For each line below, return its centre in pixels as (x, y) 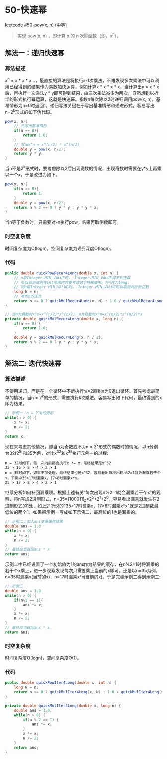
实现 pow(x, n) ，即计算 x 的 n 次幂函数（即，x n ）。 (69, 35)
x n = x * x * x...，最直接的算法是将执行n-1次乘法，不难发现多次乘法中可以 (80, 80)
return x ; (15, 436)
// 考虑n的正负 (28, 296)
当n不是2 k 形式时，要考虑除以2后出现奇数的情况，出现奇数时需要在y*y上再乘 (83, 168)
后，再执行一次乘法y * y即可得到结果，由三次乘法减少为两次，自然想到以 (80, 93)
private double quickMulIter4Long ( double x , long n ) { (63, 706)
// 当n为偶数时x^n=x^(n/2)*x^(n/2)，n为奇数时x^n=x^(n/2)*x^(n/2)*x (74, 314)
